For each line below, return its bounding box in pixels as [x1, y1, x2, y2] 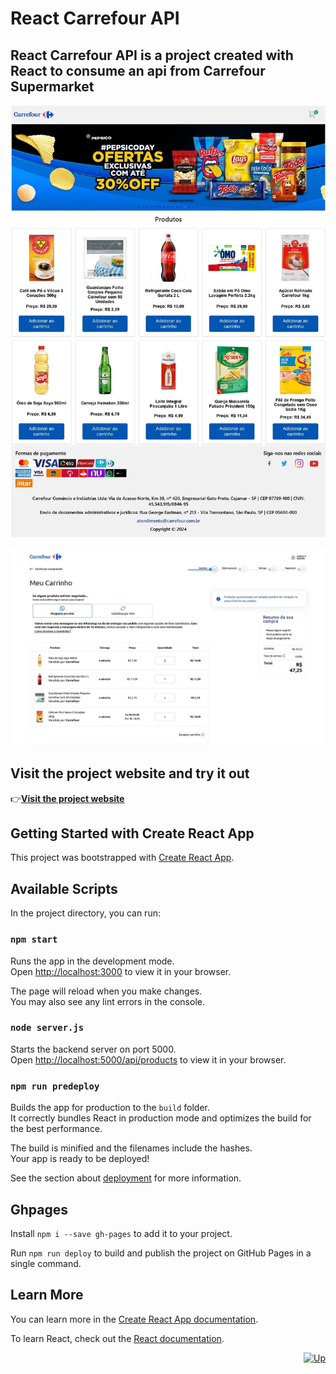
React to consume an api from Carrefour [10, 62, 266, 79]
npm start [10, 934, 58, 946]
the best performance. [10, 1123, 103, 1135]
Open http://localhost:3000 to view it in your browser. [10, 965, 232, 977]
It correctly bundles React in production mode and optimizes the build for [10, 1112, 312, 1124]
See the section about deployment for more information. [10, 1172, 242, 1184]
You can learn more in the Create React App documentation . [10, 1313, 259, 1325]
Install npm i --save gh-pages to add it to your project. [10, 1227, 233, 1239]
